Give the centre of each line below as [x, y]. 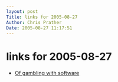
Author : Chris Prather [34, 22]
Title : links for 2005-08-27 [42, 17]
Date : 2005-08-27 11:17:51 [39, 28]
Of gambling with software [47, 73]
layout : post [22, 11]
